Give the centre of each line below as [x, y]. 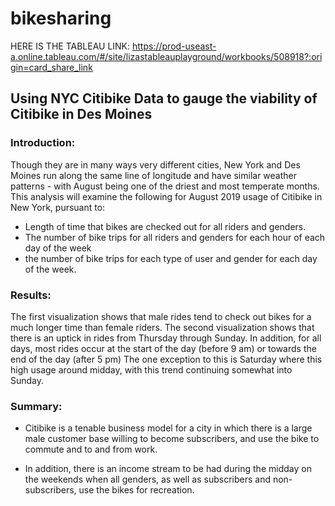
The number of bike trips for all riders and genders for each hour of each [175, 237]
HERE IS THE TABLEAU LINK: [70, 46]
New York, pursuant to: [58, 207]
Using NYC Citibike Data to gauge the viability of [164, 98]
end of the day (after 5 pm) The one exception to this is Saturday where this [166, 359]
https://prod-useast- [174, 46]
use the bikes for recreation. [136, 490]
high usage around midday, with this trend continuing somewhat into [151, 369]
